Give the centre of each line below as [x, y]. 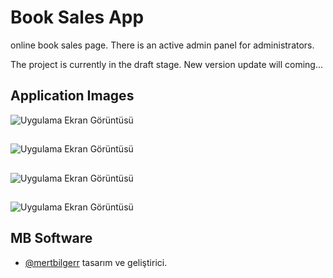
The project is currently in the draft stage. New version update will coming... [167, 64]
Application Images [72, 96]
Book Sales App [77, 17]
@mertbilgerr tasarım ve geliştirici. [96, 262]
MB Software [51, 238]
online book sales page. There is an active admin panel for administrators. [162, 45]
